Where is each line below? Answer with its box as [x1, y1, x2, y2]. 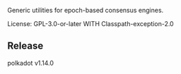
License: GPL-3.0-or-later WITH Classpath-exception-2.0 [7, 20, 175, 27]
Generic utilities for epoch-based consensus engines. [7, 6, 164, 14]
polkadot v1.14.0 [7, 58, 54, 67]
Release [7, 40, 44, 52]
